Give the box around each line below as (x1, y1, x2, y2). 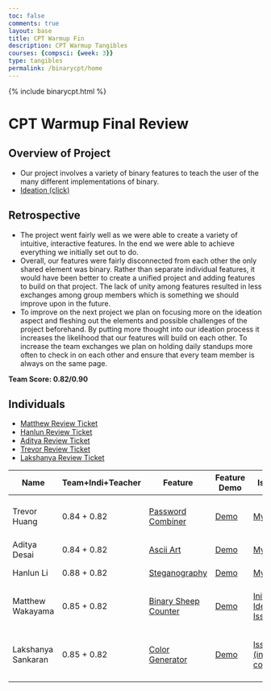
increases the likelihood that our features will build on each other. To (19, 332, 248, 343)
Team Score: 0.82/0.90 (8, 374, 89, 384)
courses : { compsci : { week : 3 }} (8, 49, 114, 57)
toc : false (8, 11, 45, 20)
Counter (148, 606, 180, 617)
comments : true (8, 19, 60, 27)
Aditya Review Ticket (19, 436, 90, 446)
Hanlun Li (12, 568, 48, 579)
